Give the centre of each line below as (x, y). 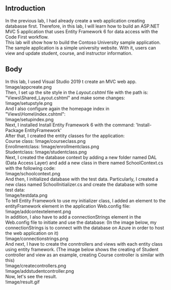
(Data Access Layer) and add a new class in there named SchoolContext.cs (84, 163)
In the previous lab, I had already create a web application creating (75, 20)
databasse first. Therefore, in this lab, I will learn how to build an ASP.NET (82, 26)
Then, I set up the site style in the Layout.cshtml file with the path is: (77, 92)
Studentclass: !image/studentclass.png (46, 152)
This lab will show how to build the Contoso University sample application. (83, 42)
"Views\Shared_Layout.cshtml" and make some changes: (65, 98)
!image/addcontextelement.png (38, 212)
